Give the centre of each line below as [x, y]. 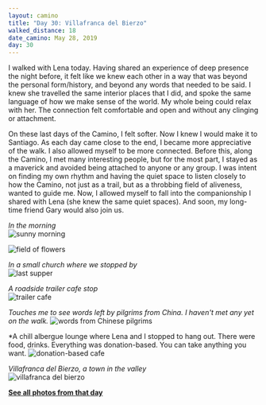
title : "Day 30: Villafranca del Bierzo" [78, 23]
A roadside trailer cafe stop [53, 289]
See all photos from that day [56, 393]
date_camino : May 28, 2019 [53, 38]
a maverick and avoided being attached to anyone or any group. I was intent [133, 168]
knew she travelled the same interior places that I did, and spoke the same [130, 93]
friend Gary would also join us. [74, 210]
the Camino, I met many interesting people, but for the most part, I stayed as [133, 159]
